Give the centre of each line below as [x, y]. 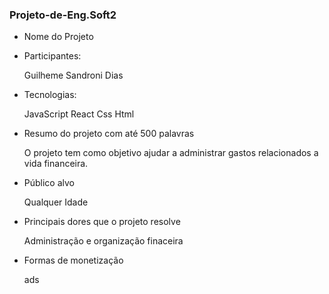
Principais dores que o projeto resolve [102, 222]
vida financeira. [56, 164]
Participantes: [52, 56]
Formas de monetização [73, 260]
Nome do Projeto [58, 37]
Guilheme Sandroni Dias [73, 75]
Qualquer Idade [56, 202]
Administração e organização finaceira [103, 241]
